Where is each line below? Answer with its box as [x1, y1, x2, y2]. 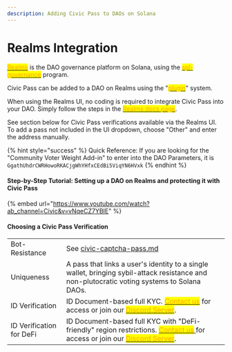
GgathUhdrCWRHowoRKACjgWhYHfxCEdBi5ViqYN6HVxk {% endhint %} [7, 161, 187, 169]
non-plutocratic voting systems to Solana [66, 276, 202, 286]
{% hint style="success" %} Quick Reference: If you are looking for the [7, 146, 209, 155]
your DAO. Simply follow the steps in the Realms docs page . [7, 105, 177, 113]
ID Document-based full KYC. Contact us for [66, 296, 211, 306]
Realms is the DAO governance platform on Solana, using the [7, 63, 181, 71]
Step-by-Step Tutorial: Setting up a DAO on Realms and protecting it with [7, 177, 220, 185]
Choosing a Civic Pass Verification [7, 222, 108, 231]
